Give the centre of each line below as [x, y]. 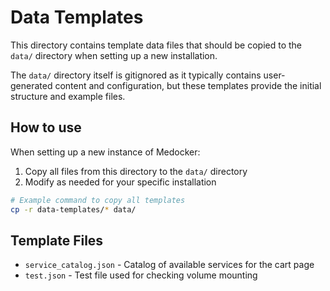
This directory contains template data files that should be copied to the [156, 45]
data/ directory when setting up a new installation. [114, 55]
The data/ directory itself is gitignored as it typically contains [136, 75]
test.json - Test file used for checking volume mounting [141, 275]
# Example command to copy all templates [98, 200]
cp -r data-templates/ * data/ [73, 209]
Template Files [57, 240]
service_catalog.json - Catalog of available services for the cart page [169, 265]
